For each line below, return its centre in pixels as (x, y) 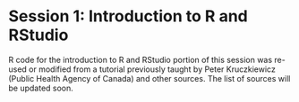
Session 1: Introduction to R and (128, 16)
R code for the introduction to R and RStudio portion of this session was (141, 59)
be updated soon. (41, 88)
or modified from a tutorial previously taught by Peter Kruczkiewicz (153, 69)
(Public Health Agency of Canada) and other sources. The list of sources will (149, 78)
